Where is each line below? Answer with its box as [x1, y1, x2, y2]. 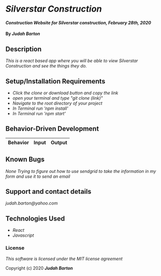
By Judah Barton [5, 31, 40, 37]
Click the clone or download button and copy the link [12, 90, 118, 96]
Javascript [12, 232, 34, 239]
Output [50, 139, 67, 146]
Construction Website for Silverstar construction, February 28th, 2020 [5, 19, 151, 25]
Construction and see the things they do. [5, 63, 87, 69]
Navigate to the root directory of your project [12, 101, 103, 106]
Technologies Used [5, 214, 65, 223]
